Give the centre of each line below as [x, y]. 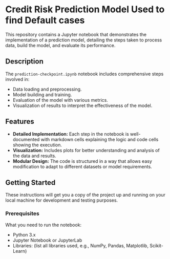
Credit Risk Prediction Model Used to [85, 9]
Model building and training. [42, 94]
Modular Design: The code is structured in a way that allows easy [82, 161]
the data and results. [34, 156]
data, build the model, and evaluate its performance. [60, 45]
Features [20, 122]
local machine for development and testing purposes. [62, 200]
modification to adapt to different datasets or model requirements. [82, 166]
